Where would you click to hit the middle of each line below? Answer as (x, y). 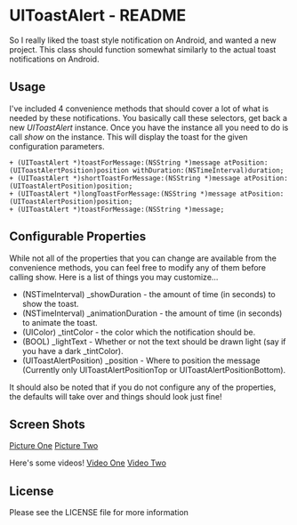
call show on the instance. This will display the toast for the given (128, 137)
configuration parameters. (57, 146)
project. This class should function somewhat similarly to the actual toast (143, 49)
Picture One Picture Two (54, 446)
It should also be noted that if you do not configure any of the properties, (143, 387)
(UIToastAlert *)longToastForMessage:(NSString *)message (127, 194)
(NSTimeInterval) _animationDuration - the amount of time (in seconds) (152, 313)
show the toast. (50, 303)
